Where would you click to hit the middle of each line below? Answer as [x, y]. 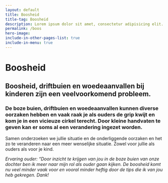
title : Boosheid [22, 15]
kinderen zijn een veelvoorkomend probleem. [78, 94]
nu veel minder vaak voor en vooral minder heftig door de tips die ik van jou [84, 169]
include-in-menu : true [29, 43]
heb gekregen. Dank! [27, 175]
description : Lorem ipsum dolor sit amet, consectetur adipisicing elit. [85, 24]
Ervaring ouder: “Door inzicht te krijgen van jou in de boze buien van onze [82, 159]
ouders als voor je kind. [30, 149]
